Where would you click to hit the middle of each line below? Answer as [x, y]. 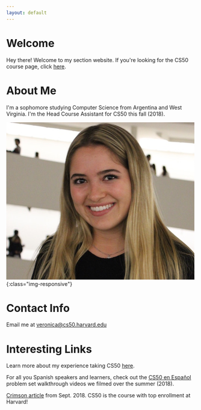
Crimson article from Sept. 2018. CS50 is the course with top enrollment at [98, 396]
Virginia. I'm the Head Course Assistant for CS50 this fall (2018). [86, 114]
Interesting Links [49, 349]
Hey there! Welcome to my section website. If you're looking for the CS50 [97, 60]
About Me [31, 91]
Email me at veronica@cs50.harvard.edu [57, 325]
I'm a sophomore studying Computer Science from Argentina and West [94, 107]
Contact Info [38, 308]
